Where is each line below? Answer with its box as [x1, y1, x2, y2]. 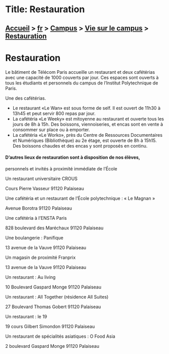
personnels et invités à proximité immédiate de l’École [5, 165, 117, 171]
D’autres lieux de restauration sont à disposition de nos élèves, [5, 154, 141, 161]
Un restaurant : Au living [5, 274, 56, 280]
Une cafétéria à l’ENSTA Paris [5, 215, 67, 221]
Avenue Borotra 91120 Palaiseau [5, 205, 72, 211]
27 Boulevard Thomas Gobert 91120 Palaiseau [5, 304, 101, 310]
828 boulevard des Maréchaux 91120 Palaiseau [5, 225, 104, 231]
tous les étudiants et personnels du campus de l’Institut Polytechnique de [5, 80, 158, 86]
